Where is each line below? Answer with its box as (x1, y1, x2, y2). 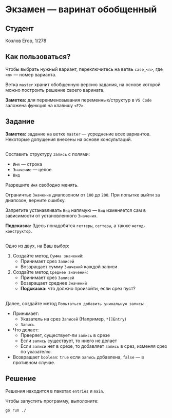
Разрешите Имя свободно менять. (5, 182, 79, 188)
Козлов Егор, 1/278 (5, 37, 47, 44)
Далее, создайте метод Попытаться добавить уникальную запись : (5, 300, 145, 306)
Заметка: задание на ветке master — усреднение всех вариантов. (5, 131, 151, 137)
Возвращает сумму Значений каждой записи (20, 264, 118, 270)
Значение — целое (12, 167, 52, 173)
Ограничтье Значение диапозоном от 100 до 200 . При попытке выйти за (5, 192, 160, 198)
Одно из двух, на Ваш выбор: (5, 243, 70, 249)
